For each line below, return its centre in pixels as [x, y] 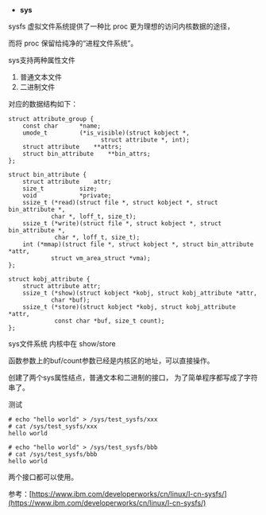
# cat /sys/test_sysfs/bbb [53, 455]
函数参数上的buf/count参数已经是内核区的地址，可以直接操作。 [111, 361]
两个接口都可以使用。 [43, 477]
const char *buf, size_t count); [110, 321]
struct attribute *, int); [145, 140]
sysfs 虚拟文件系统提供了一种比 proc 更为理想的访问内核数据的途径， [121, 26]
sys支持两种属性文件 [42, 60]
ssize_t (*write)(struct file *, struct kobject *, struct [122, 224]
